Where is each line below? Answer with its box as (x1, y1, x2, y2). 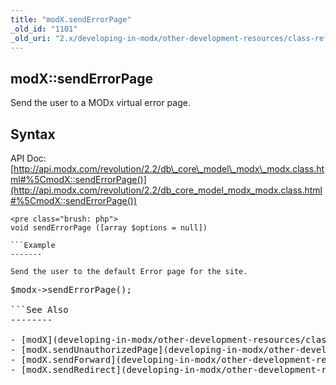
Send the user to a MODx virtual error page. (10, 97, 191, 109)
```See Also (10, 304, 69, 315)
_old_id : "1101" (10, 24, 78, 34)
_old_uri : (10, 33, 52, 43)
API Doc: (10, 152, 47, 164)
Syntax (10, 126, 56, 143)
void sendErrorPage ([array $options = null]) (10, 223, 208, 233)
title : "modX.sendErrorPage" (10, 14, 132, 25)
